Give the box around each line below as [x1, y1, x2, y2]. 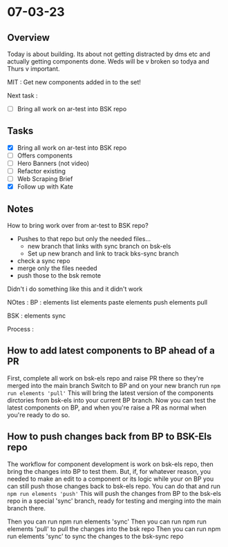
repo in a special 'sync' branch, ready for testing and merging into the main [7, 497, 221, 505]
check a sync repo [17, 257, 70, 265]
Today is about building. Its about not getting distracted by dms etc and [7, 50, 211, 58]
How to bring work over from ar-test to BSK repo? [7, 222, 149, 230]
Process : [7, 325, 35, 334]
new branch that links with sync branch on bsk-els [27, 242, 171, 251]
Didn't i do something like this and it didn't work [7, 285, 143, 294]
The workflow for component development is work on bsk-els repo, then [7, 460, 214, 468]
